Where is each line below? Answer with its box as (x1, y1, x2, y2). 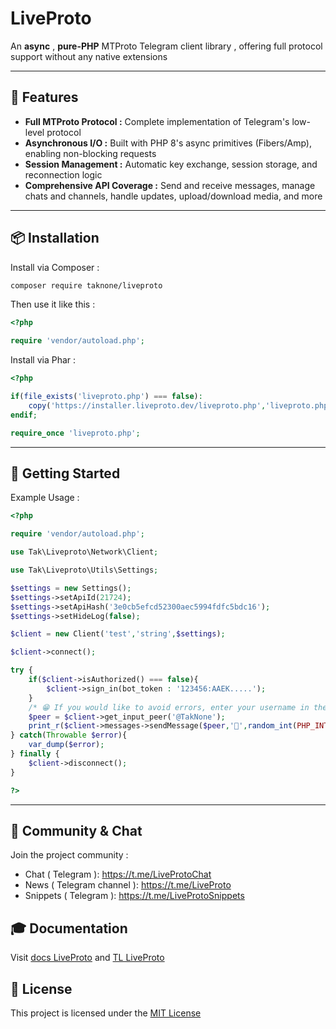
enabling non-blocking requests (24, 147, 157, 159)
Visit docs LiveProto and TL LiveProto (10, 952, 165, 964)
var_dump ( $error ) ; (28, 740, 105, 750)
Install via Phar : (10, 354, 77, 366)
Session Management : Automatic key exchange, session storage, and (24, 158, 318, 170)
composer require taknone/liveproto (10, 280, 163, 291)
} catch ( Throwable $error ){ (10, 730, 128, 741)
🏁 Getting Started (10, 465, 121, 482)
